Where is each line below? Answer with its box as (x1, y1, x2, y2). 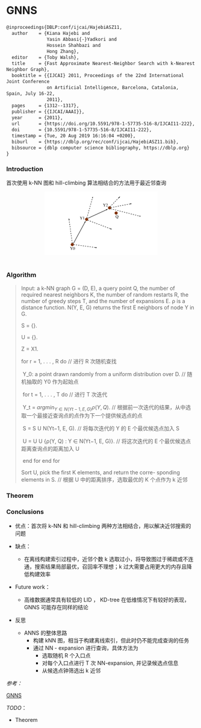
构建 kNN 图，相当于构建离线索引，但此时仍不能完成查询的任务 (32, 636, 190, 644)
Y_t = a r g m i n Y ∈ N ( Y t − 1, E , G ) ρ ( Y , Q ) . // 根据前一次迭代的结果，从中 (22, 403, 186, 412)
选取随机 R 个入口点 (42, 651, 91, 659)
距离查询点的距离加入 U (20, 445, 80, 453)
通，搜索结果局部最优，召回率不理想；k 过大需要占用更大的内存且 (23, 563, 187, 570)
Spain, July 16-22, (6, 90, 55, 96)
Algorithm (6, 271, 37, 279)
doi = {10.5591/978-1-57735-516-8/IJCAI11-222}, (11, 127, 152, 133)
